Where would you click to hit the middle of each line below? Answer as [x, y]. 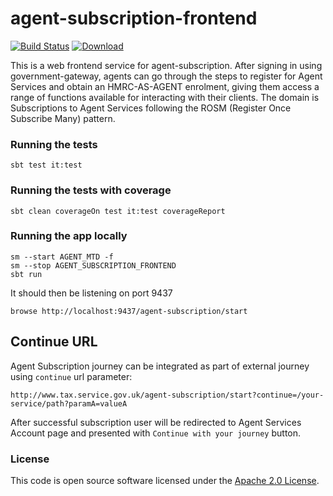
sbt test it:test [46, 165]
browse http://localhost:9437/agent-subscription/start [129, 311]
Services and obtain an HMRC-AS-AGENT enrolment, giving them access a [165, 86]
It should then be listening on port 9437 [91, 293]
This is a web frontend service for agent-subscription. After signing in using [166, 65]
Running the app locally [69, 236]
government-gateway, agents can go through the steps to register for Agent [166, 76]
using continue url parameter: [71, 376]
